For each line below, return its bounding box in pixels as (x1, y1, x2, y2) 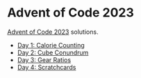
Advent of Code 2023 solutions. (7, 28, 99, 36)
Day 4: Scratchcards (17, 63, 76, 71)
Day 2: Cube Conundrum (17, 48, 89, 57)
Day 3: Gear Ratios (17, 55, 72, 64)
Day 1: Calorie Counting (17, 41, 85, 49)
